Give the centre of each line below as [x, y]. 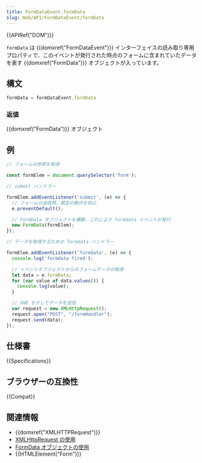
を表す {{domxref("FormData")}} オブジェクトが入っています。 [84, 63]
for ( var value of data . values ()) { [58, 281]
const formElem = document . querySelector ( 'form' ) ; [72, 176]
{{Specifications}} [29, 361]
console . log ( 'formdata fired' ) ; [53, 258]
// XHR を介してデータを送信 [44, 303]
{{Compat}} [21, 397]
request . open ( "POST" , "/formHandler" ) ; [62, 314]
